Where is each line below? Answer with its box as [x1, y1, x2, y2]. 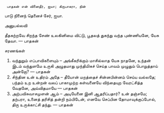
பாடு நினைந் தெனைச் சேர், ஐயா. [4, 13, 63, 19]
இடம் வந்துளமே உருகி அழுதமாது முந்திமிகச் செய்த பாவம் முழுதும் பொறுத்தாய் [11, 63, 158, 69]
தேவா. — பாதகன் [4, 38, 39, 44]
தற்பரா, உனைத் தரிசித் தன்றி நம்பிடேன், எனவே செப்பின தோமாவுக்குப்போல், [11, 96, 156, 102]
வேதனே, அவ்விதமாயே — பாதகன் [11, 85, 78, 91]
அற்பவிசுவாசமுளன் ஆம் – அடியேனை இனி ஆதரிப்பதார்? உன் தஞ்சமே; [11, 91, 148, 96]
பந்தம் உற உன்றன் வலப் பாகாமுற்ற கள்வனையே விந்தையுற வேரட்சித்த [11, 80, 143, 85]
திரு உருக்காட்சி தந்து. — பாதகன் [11, 102, 74, 108]
